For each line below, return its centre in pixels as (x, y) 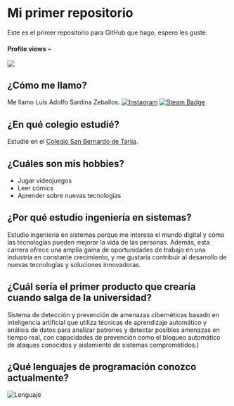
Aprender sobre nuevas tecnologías (69, 195)
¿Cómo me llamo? (47, 85)
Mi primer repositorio (70, 13)
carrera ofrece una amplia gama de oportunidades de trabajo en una (106, 250)
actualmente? (38, 377)
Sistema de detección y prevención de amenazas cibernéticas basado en (113, 314)
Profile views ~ (30, 49)
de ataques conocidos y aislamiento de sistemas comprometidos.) (103, 345)
